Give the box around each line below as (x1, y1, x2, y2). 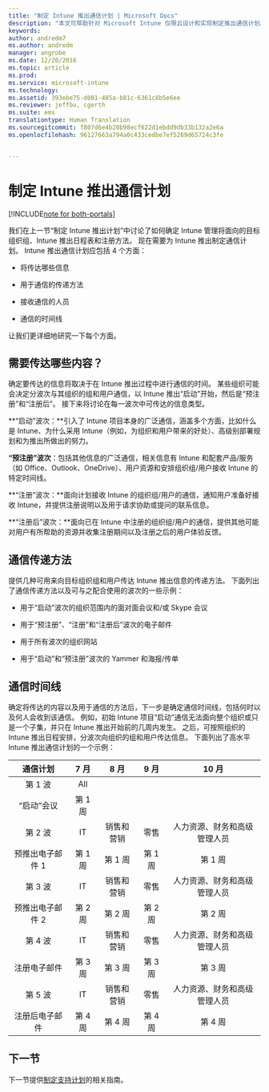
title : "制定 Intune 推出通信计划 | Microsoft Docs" (8, 11, 179, 20)
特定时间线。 (8, 473, 50, 483)
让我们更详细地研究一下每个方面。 (8, 330, 121, 340)
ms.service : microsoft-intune (8, 79, 110, 87)
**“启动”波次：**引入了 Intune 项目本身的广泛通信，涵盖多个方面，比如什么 (8, 416, 257, 425)
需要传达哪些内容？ (8, 356, 103, 369)
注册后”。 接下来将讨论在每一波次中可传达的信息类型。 (28, 399, 210, 409)
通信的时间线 (19, 313, 62, 323)
